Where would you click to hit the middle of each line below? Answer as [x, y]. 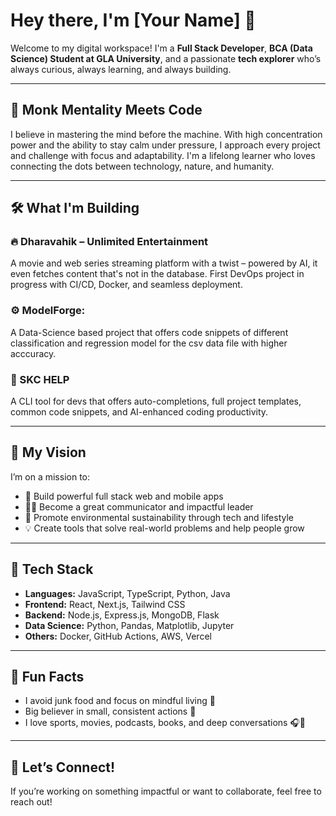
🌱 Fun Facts [47, 677]
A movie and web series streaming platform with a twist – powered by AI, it [164, 263]
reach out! [31, 802]
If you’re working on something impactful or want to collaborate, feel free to [166, 791]
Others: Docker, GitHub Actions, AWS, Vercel [118, 636]
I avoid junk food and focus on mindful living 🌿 [120, 701]
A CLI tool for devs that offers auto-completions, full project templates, [156, 401]
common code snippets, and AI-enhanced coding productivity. [139, 412]
